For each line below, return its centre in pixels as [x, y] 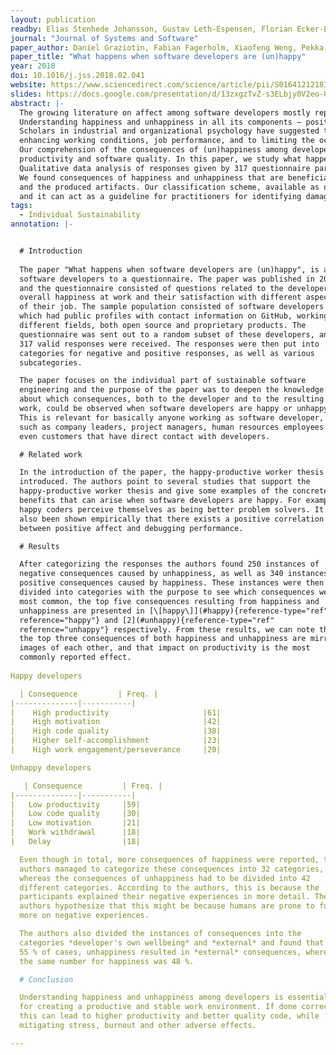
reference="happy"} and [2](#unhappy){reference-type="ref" [147, 620]
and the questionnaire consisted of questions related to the [151, 288]
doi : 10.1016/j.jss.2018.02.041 [77, 76]
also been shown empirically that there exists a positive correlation [172, 519]
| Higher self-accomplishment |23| [116, 741]
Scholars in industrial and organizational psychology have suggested [169, 131]
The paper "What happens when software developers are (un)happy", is [169, 269]
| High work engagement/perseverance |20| [116, 750]
